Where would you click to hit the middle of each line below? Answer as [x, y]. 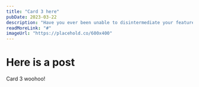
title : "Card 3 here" [33, 11]
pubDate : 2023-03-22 [32, 17]
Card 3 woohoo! [26, 79]
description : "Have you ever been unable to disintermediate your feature [100, 22]
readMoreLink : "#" [29, 28]
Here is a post [41, 63]
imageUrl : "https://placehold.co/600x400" [59, 34]
